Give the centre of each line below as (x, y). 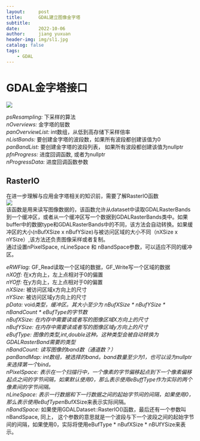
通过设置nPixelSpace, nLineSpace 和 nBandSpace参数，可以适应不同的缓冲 (99, 247)
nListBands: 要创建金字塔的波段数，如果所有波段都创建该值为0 (84, 139)
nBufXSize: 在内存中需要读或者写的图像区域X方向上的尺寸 (77, 320)
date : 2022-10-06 (36, 28)
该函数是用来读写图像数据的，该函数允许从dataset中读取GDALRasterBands (99, 210)
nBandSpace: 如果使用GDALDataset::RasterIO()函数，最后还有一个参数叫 (96, 410)
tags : (13, 51)
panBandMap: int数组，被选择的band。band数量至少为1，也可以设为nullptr (99, 357)
